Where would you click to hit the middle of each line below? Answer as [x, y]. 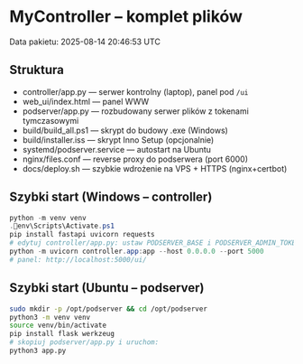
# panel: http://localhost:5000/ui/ [78, 259]
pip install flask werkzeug [62, 334]
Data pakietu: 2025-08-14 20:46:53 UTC [85, 42]
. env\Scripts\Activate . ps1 [62, 226]
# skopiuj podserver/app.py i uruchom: [84, 342]
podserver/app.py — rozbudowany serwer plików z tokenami [136, 111]
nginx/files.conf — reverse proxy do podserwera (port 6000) [135, 159]
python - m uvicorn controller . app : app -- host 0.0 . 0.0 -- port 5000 [137, 252]
